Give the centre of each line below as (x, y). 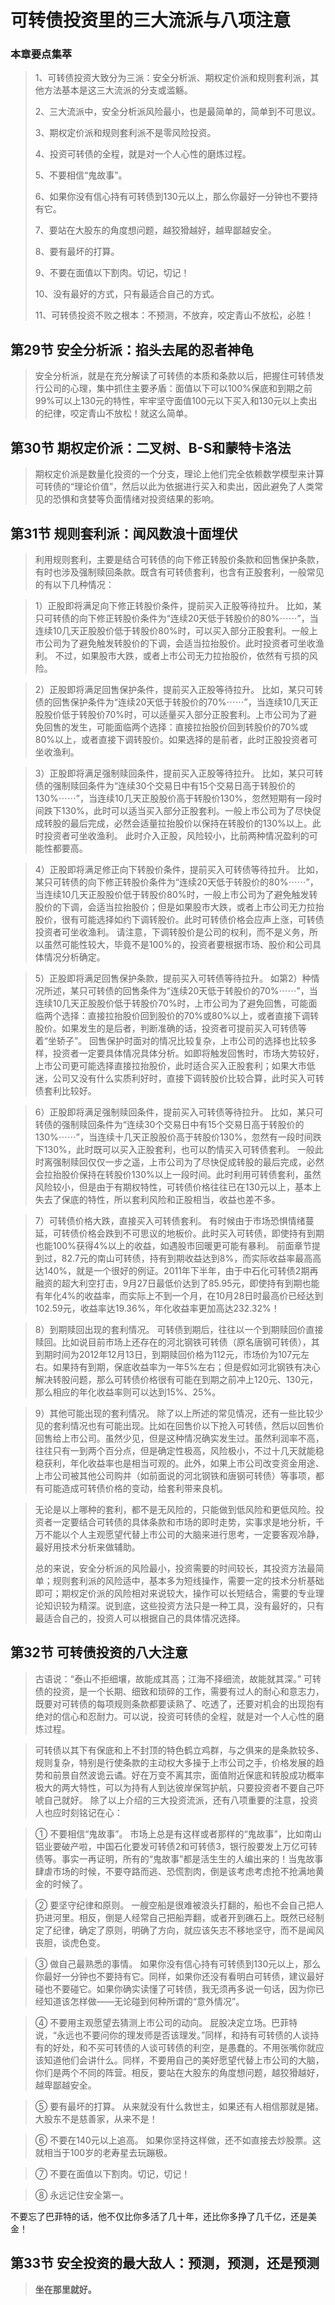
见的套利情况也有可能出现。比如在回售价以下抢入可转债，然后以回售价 (179, 1425)
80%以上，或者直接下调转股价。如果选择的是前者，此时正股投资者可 (176, 739)
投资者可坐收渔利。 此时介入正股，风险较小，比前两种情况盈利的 (176, 835)
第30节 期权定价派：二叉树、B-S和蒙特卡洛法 (151, 447)
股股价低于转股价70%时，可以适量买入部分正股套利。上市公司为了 (171, 714)
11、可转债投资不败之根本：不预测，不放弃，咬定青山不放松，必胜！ (174, 315)
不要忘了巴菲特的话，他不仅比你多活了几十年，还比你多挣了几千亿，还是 (159, 2216)
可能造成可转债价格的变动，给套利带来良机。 (135, 1488)
